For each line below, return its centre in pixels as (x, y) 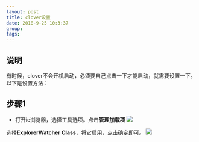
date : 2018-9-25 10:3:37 (37, 23)
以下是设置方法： (27, 83)
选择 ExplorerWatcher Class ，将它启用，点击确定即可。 (75, 132)
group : (14, 29)
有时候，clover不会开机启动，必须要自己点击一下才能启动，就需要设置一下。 (101, 75)
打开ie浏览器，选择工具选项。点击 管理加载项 (70, 119)
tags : (13, 34)
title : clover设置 (28, 17)
